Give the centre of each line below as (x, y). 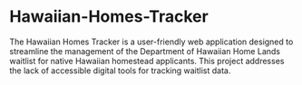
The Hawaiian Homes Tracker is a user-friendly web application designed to (151, 42)
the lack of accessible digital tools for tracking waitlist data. (120, 71)
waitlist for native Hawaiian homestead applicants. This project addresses (147, 61)
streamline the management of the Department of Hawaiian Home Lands (145, 51)
